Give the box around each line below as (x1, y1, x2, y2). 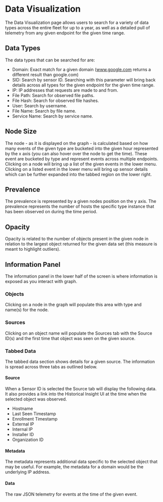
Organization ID (12, 437, 44, 442)
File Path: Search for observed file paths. (12, 92, 95, 98)
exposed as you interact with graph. (5, 279, 78, 284)
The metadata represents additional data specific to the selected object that (5, 459, 158, 464)
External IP (12, 421, 34, 427)
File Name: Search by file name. (12, 108, 77, 114)
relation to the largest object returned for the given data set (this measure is (5, 241, 158, 247)
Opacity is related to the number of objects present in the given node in (5, 236, 149, 242)
